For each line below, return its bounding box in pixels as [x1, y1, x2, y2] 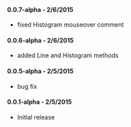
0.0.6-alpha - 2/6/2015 [7, 36, 74, 44]
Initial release [16, 113, 55, 121]
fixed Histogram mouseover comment [16, 20, 124, 29]
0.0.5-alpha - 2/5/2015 [7, 67, 74, 75]
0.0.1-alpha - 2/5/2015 [7, 98, 72, 106]
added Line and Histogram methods [16, 51, 119, 59]
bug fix [16, 82, 38, 90]
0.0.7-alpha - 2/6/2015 [7, 5, 73, 14]
